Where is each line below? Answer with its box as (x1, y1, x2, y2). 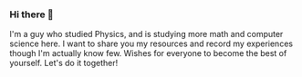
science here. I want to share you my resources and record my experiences (9, 38, 294, 49)
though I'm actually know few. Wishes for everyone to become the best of (9, 48, 287, 59)
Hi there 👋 (9, 8, 55, 21)
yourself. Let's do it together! (9, 58, 119, 69)
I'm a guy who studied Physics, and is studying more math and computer (9, 29, 284, 40)
